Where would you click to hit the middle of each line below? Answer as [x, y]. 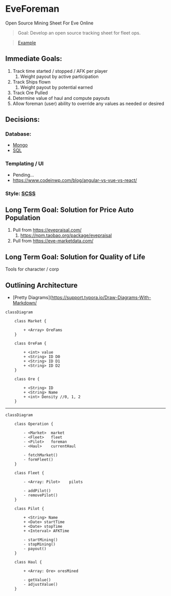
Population [23, 218]
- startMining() [41, 540]
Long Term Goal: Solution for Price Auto [69, 210]
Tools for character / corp [32, 269]
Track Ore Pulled [30, 93]
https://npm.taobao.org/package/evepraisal [66, 235]
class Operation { [34, 424]
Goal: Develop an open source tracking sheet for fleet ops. [79, 33]
